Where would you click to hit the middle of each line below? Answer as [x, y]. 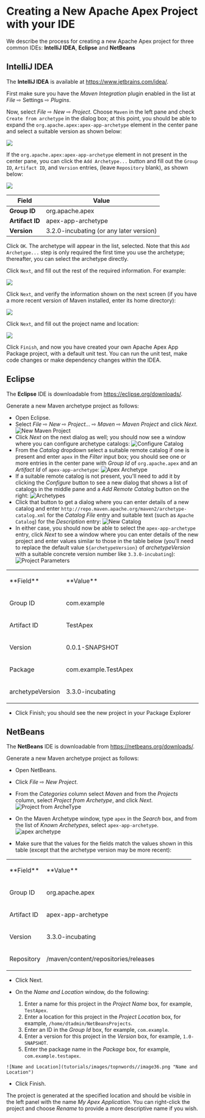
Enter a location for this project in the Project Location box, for [103, 1017]
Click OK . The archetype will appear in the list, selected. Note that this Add [98, 246]
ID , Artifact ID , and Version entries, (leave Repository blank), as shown [97, 167]
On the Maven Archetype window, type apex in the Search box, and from [106, 819]
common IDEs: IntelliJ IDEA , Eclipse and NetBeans [71, 48]
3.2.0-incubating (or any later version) [101, 230]
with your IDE [41, 24]
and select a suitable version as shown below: [64, 131]
